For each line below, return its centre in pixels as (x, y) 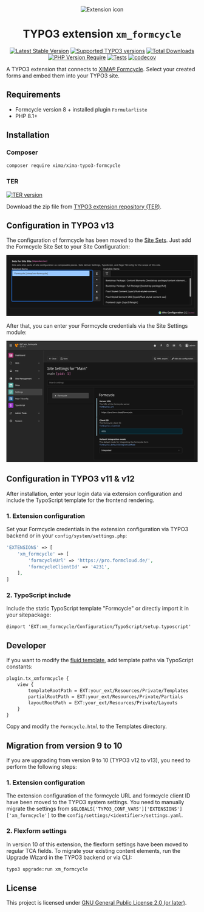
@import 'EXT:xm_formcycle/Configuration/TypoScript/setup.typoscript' (99, 627)
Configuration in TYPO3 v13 (60, 226)
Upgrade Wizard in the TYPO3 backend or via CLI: (69, 857)
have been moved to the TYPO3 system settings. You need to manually (95, 802)
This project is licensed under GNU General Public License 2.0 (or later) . (97, 903)
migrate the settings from (38, 809)
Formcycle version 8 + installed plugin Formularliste (81, 109)
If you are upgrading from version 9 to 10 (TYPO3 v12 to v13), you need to (98, 760)
